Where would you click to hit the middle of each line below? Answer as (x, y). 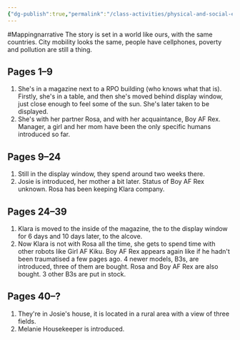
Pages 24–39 (37, 211)
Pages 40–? (34, 297)
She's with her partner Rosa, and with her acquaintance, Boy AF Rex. (119, 119)
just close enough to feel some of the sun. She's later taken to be (113, 104)
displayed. (33, 112)
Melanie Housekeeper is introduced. (71, 329)
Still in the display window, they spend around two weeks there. (111, 174)
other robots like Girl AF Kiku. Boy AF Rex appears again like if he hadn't (124, 252)
